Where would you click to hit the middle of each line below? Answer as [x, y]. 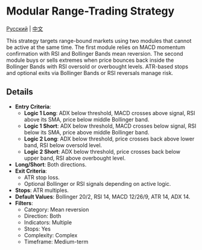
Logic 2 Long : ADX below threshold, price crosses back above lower [109, 139]
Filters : [24, 203]
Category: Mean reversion [56, 209]
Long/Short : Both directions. [51, 164]
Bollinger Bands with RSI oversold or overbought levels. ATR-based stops [97, 66]
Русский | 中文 [25, 28]
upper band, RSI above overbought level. [75, 158]
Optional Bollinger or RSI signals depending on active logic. [97, 183]
